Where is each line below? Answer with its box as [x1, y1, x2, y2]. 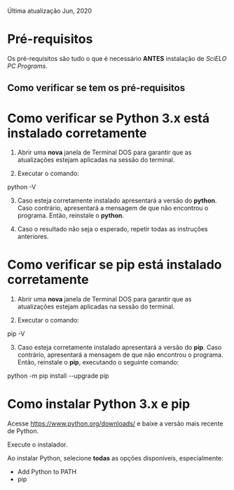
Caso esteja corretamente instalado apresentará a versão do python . [17, 196, 217, 205]
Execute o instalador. [7, 440, 68, 449]
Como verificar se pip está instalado [7, 257, 222, 273]
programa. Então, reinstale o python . [17, 211, 125, 220]
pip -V [7, 329, 25, 338]
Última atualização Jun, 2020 [7, 7, 92, 15]
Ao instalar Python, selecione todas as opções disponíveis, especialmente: [7, 454, 223, 463]
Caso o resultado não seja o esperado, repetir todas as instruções [17, 225, 208, 233]
